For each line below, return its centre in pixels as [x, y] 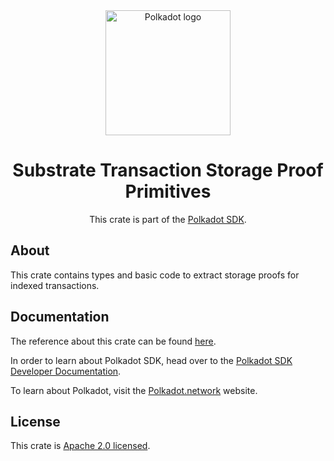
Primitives [168, 191]
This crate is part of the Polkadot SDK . [168, 219]
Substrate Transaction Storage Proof [168, 170]
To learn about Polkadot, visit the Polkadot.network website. [134, 390]
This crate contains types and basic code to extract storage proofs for [155, 275]
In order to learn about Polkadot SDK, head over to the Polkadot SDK [151, 360]
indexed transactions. [55, 285]
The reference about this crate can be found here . [113, 341]
